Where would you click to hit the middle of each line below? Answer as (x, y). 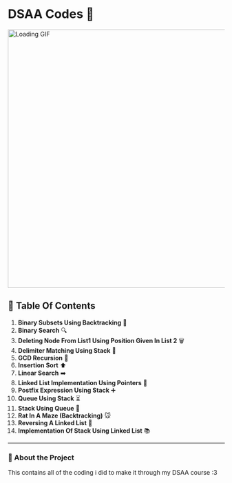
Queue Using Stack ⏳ (49, 398)
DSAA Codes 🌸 (51, 14)
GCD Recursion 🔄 (43, 358)
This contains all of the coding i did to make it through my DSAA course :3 (113, 473)
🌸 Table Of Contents (52, 306)
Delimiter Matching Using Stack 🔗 (67, 350)
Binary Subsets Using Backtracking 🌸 (72, 322)
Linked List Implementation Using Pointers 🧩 (82, 382)
